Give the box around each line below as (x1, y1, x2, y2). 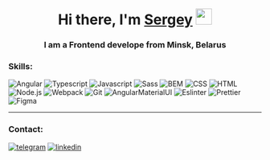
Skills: (8, 61, 34, 72)
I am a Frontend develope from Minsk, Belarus (43, 39, 227, 51)
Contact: (8, 124, 43, 135)
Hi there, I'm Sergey (57, 10, 193, 29)
